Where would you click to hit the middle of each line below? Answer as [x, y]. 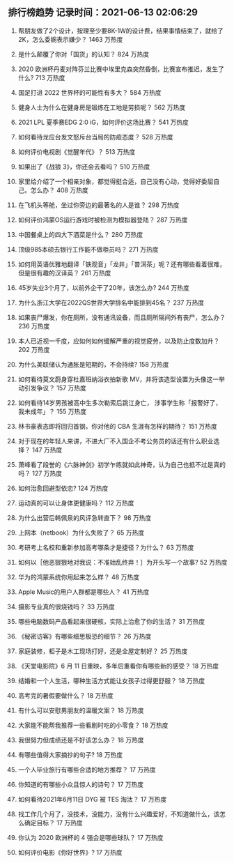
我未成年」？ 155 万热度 [52, 411]
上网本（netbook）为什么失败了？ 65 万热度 [81, 533]
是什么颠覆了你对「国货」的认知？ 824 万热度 [83, 54]
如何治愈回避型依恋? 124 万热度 [63, 488]
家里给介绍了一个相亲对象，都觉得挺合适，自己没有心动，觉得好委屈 [116, 181]
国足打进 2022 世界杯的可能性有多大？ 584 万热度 [90, 92]
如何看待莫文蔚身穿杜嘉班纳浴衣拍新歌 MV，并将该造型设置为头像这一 [118, 379]
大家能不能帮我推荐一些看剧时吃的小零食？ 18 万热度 [93, 725]
